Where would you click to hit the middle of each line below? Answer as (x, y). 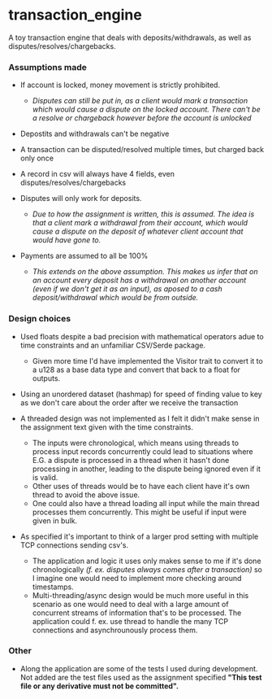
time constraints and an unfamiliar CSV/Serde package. (112, 345)
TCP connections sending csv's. (74, 545)
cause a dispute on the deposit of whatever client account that (138, 232)
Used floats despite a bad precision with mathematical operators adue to (142, 336)
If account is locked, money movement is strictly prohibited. (120, 85)
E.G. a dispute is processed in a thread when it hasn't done (131, 460)
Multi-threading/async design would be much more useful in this (140, 595)
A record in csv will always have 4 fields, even (97, 174)
